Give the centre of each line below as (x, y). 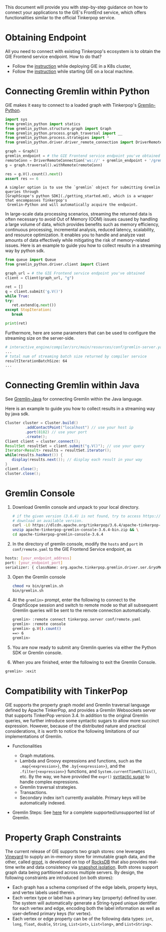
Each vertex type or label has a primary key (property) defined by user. (84, 897)
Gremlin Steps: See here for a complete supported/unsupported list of (83, 812)
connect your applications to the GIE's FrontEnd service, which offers (76, 12)
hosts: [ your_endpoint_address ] (38, 558)
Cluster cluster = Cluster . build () (42, 423)
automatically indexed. (42, 802)
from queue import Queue (31, 260)
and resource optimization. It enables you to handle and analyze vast (75, 235)
